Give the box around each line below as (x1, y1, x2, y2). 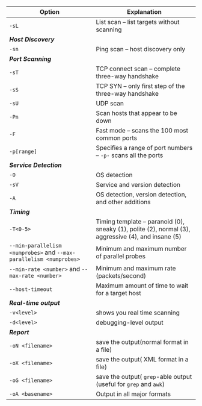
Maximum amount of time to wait (96, 281, 188, 290)
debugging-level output (96, 319, 164, 326)
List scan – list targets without (96, 18, 180, 26)
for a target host (96, 289, 141, 297)
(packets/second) (96, 272, 146, 280)
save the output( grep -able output (96, 373, 192, 381)
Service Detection (9, 161, 62, 169)
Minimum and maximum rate (96, 264, 176, 272)
